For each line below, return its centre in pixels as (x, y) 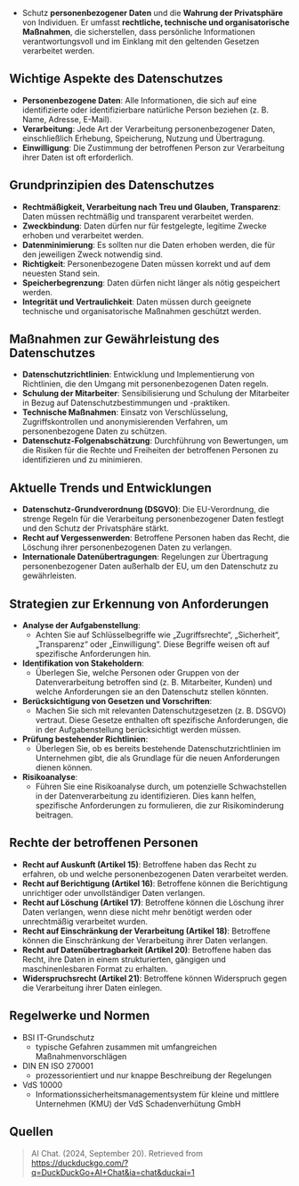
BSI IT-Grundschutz (58, 1037)
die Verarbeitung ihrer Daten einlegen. (92, 987)
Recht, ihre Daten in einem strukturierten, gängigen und (124, 959)
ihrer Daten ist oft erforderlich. (77, 157)
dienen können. (64, 767)
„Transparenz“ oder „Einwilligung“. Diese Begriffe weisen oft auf (152, 644)
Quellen (31, 1132)
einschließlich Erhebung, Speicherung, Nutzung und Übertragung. (143, 138)
